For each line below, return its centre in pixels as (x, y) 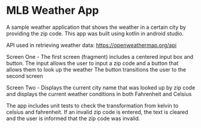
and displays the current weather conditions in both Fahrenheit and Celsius (99, 94)
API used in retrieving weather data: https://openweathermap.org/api (91, 45)
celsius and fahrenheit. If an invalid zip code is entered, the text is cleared (97, 112)
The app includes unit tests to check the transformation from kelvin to (92, 105)
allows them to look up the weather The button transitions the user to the (96, 69)
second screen (25, 76)
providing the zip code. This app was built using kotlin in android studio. (95, 33)
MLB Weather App (52, 11)
